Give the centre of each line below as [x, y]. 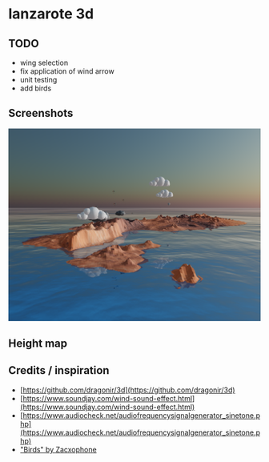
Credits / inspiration [59, 370]
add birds [36, 88]
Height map [38, 344]
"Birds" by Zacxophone [58, 449]
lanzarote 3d [51, 14]
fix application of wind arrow [67, 71]
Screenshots [41, 113]
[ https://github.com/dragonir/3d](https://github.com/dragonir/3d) [127, 390]
